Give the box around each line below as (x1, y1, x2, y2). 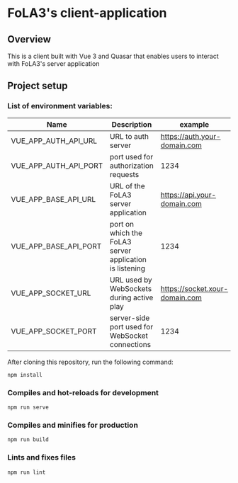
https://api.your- (160, 190, 217, 200)
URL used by (109, 275, 152, 285)
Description (111, 119, 152, 129)
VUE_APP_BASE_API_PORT (11, 241, 102, 251)
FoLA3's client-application (7, 5, 168, 21)
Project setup (7, 80, 69, 92)
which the (109, 228, 143, 238)
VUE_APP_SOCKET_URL (11, 288, 91, 298)
